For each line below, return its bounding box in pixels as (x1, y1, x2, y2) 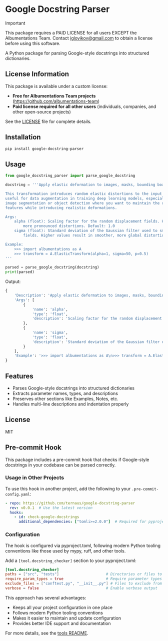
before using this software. (5, 40, 61, 46)
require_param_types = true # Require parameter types (5, 576, 162, 581)
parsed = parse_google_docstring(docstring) (5, 265, 99, 270)
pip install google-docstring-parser (5, 146, 84, 151)
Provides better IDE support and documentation (12, 620, 111, 626)
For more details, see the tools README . (5, 630, 88, 636)
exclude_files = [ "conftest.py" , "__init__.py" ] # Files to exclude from (5, 581, 162, 586)
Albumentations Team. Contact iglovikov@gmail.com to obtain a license (5, 35, 153, 41)
